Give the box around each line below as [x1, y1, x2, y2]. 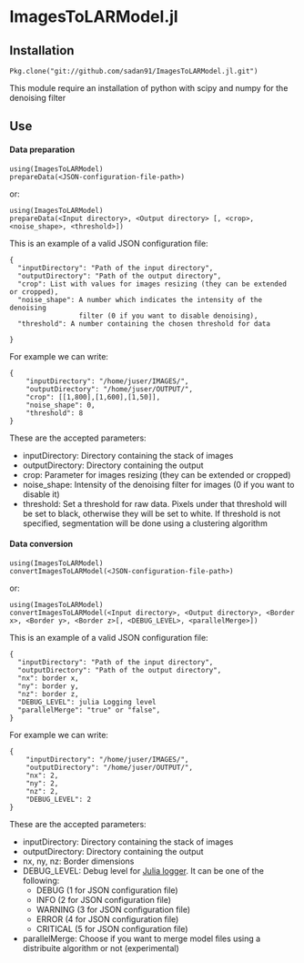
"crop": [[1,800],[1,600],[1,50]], [25, 392, 161, 401]
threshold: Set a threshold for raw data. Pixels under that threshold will [22, 498, 288, 509]
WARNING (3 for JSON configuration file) [35, 904, 191, 915]
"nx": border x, [17, 674, 79, 683]
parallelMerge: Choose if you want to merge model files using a [22, 933, 261, 944]
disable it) [22, 489, 61, 500]
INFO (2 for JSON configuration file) [35, 894, 171, 905]
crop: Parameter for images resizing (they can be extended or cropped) [22, 469, 291, 480]
